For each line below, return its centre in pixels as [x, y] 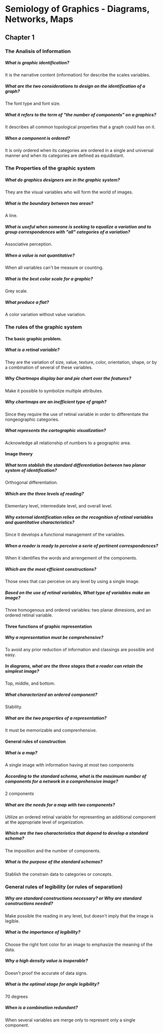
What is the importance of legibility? [43, 932]
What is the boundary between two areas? [49, 203]
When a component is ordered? [38, 138]
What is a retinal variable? [32, 350]
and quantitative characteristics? [40, 522]
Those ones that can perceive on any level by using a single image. [72, 581]
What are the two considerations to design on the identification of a [75, 86]
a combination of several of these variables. [49, 367]
